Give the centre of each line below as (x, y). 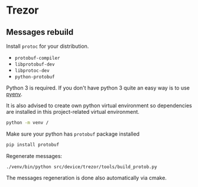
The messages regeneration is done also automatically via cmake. (87, 178)
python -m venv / (27, 123)
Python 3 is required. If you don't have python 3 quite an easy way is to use (98, 88)
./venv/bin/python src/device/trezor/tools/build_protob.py (82, 167)
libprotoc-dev (32, 71)
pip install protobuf (33, 145)
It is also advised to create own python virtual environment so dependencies (99, 106)
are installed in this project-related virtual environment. (73, 112)
